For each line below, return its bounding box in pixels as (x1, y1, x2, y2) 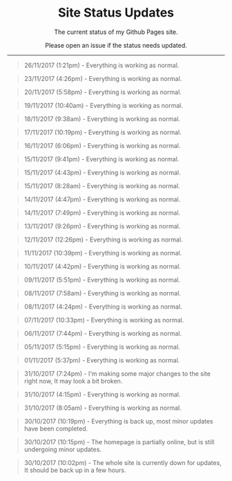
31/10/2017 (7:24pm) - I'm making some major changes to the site (23, 369, 211, 378)
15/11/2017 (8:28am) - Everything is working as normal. (23, 181, 181, 190)
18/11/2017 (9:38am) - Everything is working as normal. (23, 114, 181, 122)
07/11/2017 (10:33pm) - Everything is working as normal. (23, 316, 184, 324)
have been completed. (23, 424, 88, 433)
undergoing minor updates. (23, 445, 102, 453)
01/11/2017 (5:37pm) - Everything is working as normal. (23, 356, 180, 364)
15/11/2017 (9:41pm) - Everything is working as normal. (23, 154, 180, 163)
